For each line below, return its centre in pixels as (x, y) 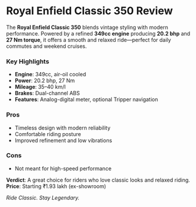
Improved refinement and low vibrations (63, 140)
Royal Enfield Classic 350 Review (90, 11)
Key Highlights (28, 62)
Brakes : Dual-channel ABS (47, 93)
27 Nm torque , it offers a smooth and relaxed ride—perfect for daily (89, 40)
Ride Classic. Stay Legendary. (43, 198)
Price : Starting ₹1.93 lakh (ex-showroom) (56, 186)
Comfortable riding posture (48, 134)
